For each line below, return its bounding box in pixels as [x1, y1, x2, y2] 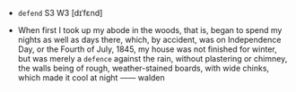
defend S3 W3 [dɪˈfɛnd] [17, 8, 103, 18]
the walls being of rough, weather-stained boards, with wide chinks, [17, 63, 270, 73]
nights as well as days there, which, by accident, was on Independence [17, 35, 282, 45]
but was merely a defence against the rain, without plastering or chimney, [17, 54, 288, 63]
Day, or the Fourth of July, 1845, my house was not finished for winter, [17, 44, 278, 54]
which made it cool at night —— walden [17, 72, 166, 83]
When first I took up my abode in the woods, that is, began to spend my [17, 25, 283, 35]
